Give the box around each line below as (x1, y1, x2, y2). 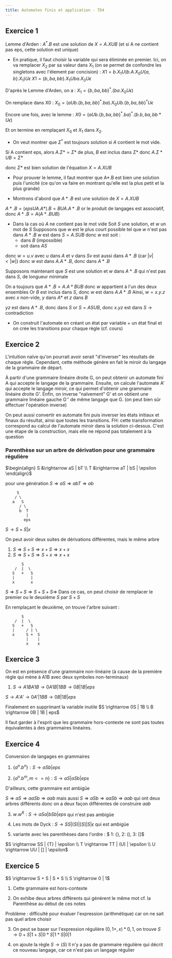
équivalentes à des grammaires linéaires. (5, 725, 92, 731)
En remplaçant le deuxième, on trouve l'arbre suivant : (5, 604, 120, 610)
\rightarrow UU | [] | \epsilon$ (5, 847, 68, 853)
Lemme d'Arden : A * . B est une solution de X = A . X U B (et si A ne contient (5, 40, 159, 47)
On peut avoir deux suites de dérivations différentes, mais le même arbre (5, 536, 160, 542)
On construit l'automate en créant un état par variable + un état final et (12, 320, 162, 326)
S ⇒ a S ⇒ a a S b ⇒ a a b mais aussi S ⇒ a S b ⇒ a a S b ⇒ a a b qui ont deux (5, 795, 161, 801)
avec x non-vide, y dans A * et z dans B (5, 294, 88, 300)
